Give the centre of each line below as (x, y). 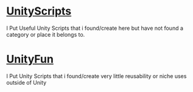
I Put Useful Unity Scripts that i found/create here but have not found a (95, 28)
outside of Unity (26, 82)
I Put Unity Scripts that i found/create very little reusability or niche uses (96, 76)
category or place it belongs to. (46, 34)
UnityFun (30, 59)
